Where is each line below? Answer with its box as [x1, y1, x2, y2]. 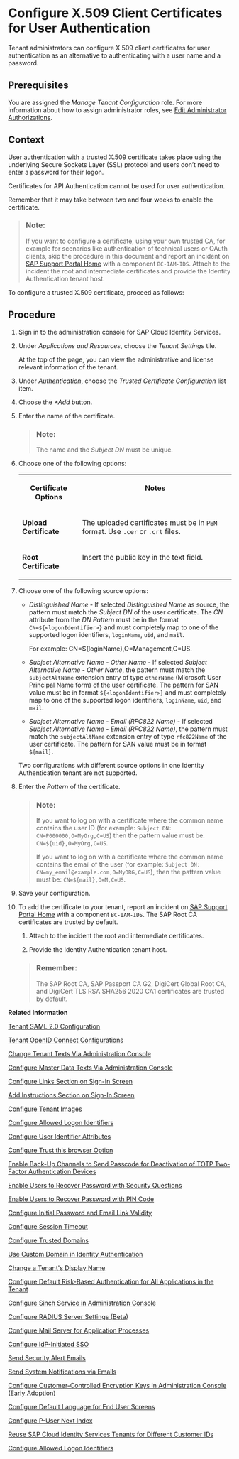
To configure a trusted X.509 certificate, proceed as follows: [8, 288, 184, 296]
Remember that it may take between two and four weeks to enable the [8, 195, 213, 204]
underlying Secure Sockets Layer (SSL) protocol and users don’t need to [8, 160, 220, 168]
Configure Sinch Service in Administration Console [8, 1298, 157, 1307]
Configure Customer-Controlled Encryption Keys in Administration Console [8, 1381, 227, 1389]
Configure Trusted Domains [8, 1236, 89, 1244]
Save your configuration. [18, 889, 91, 898]
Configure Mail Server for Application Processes [8, 1326, 150, 1335]
